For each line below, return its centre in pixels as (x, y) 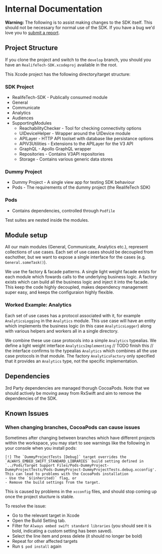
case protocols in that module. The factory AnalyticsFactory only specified (80, 356)
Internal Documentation (54, 9)
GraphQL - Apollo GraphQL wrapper (55, 149)
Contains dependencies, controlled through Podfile (63, 211)
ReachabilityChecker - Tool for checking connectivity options (80, 128)
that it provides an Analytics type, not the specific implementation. (72, 361)
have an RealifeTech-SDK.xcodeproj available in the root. (61, 65)
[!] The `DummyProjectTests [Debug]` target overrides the (66, 457)
